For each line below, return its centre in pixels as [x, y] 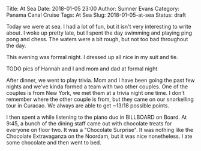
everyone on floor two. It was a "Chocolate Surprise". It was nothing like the [100, 130]
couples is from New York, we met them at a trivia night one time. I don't [95, 93]
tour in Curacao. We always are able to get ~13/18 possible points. [88, 106]
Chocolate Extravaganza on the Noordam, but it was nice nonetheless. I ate [99, 136]
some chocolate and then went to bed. [54, 142]
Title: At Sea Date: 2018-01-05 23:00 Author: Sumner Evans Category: [93, 9]
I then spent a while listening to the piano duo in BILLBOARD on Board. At [97, 117]
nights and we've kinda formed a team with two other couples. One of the [97, 87]
